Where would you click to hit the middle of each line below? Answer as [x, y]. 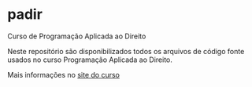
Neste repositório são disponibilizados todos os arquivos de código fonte [126, 51]
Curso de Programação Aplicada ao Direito [77, 36]
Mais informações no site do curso [63, 74]
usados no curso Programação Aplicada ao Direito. [90, 60]
